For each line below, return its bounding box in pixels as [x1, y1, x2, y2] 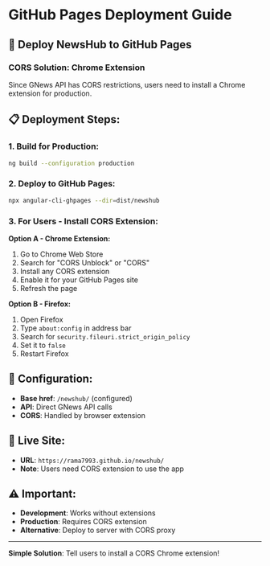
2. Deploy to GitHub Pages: [8, 178, 116, 190]
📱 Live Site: [8, 434, 66, 448]
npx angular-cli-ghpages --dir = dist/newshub [8, 196, 160, 204]
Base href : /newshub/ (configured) [19, 393, 133, 403]
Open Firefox [19, 314, 63, 324]
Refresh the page [19, 283, 78, 293]
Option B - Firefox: [8, 299, 71, 309]
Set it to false [19, 340, 66, 350]
